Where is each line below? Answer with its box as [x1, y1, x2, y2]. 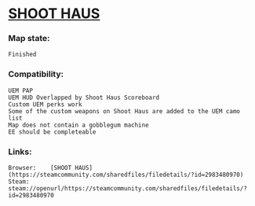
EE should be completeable [8, 127, 97, 136]
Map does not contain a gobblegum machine [8, 121, 149, 129]
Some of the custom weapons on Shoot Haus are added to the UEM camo [8, 107, 241, 115]
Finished [8, 50, 37, 59]
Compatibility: [8, 68, 64, 79]
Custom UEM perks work [8, 100, 82, 109]
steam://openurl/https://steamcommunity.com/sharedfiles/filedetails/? [8, 185, 247, 193]
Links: [8, 146, 32, 157]
